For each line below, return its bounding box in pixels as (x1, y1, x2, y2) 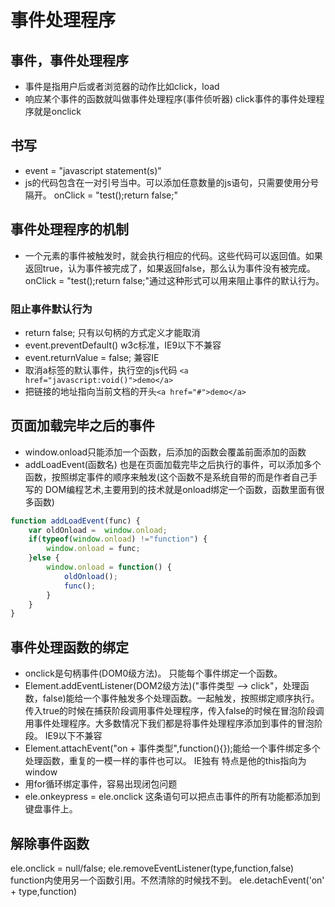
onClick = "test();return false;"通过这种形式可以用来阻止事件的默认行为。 (24, 274, 325, 286)
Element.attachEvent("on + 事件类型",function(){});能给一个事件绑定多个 (24, 742, 321, 755)
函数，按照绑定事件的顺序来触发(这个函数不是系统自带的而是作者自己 (24, 471, 309, 483)
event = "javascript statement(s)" (24, 164, 162, 176)
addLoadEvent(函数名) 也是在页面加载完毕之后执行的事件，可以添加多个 (24, 458, 322, 470)
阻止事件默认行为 (10, 302, 93, 316)
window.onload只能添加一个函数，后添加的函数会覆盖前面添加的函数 (24, 446, 307, 458)
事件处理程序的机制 (10, 221, 129, 238)
